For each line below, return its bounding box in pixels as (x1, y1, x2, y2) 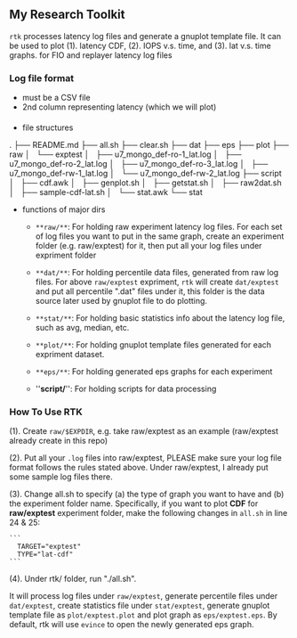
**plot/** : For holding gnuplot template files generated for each (35, 339, 272, 350)
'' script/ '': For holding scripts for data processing (35, 383, 217, 394)
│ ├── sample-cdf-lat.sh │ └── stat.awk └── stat (9, 186, 203, 197)
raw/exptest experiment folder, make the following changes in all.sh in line (9, 508, 288, 518)
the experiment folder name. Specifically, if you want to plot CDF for (9, 498, 259, 509)
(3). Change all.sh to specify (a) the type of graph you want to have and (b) (9, 489, 285, 499)
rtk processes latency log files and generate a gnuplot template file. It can (9, 30, 282, 41)
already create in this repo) (9, 436, 108, 446)
